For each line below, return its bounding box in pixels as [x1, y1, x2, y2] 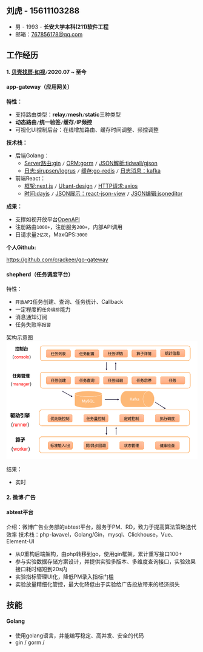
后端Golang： [15, 152, 50, 159]
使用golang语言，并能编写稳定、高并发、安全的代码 [15, 631, 144, 639]
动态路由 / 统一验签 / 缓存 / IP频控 [15, 118, 93, 126]
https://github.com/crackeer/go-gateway [6, 256, 108, 263]
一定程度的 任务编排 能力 [15, 306, 71, 313]
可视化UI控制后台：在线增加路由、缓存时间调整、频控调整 [15, 126, 159, 133]
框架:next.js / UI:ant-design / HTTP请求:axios [24, 182, 138, 190]
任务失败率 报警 [15, 321, 52, 328]
